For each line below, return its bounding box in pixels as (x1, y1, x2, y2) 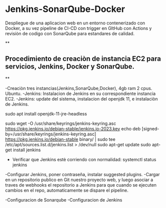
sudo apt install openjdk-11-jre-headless (5, 110, 87, 116)
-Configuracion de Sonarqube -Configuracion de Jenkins (5, 197, 123, 203)
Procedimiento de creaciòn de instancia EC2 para (5, 55, 162, 63)
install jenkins (13, 147, 41, 153)
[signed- (141, 125, 160, 131)
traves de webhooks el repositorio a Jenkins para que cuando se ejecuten (5, 182, 157, 188)
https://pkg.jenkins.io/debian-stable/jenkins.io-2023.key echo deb (5, 125, 141, 131)
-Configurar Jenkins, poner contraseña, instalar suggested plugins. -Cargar (5, 171, 160, 177)
